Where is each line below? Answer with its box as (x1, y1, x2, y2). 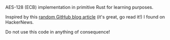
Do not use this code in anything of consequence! (5, 29, 110, 34)
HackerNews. (5, 19, 34, 25)
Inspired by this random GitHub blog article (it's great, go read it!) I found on (5, 14, 165, 19)
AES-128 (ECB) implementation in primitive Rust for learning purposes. (5, 4, 154, 10)
